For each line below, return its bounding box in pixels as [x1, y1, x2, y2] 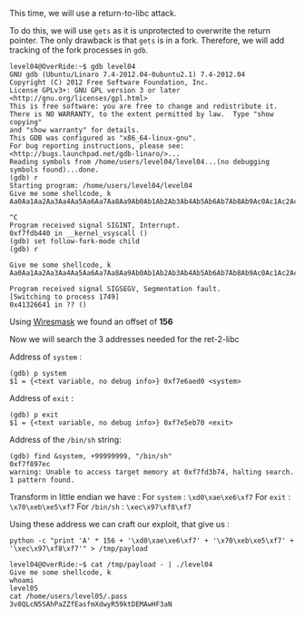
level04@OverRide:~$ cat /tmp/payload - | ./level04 [9, 560, 213, 569]
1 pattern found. [9, 476, 75, 485]
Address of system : [9, 351, 83, 362]
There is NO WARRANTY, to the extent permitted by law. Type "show [9, 110, 274, 119]
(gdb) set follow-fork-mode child [9, 237, 141, 246]
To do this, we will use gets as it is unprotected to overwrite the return [9, 25, 271, 35]
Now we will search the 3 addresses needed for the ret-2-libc [9, 334, 240, 344]
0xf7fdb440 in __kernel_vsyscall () [9, 229, 148, 238]
